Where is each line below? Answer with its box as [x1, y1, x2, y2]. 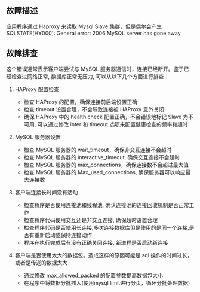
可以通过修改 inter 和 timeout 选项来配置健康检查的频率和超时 [37, 120, 188, 127]
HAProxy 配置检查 [14, 86, 60, 93]
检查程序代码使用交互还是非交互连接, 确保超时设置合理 [23, 216, 158, 223]
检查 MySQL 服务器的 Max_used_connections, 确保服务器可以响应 [23, 168, 186, 175]
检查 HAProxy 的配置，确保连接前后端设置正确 [23, 98, 138, 105]
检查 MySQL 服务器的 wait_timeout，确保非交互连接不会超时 [23, 146, 172, 153]
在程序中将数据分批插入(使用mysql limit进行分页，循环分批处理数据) [23, 279, 190, 286]
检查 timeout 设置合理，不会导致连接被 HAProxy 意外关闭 [23, 105, 164, 112]
